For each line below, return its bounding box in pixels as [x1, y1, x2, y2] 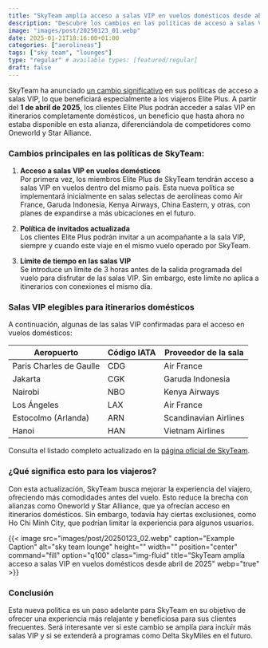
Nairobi [12, 386, 40, 397]
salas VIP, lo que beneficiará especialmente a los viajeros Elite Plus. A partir [8, 93, 257, 104]
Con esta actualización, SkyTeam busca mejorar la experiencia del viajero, [8, 484, 253, 493]
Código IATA [107, 347, 156, 358]
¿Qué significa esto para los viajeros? [8, 466, 157, 477]
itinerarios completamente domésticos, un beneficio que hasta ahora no [8, 111, 245, 121]
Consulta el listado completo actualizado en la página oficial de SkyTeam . [8, 446, 250, 456]
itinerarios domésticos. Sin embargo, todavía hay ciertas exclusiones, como [8, 509, 257, 519]
